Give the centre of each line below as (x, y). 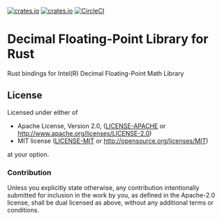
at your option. (28, 154)
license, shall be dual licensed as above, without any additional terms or (111, 202)
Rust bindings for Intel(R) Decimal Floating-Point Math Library (96, 73)
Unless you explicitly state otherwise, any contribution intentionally (103, 188)
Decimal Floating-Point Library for (108, 39)
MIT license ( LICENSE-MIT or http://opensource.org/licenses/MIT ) (113, 141)
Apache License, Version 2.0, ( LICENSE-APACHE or (91, 125)
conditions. (23, 210)
